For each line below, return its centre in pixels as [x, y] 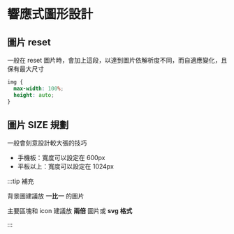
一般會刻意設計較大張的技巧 [47, 143]
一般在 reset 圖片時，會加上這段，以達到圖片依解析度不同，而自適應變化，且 [117, 60]
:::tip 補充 [21, 181]
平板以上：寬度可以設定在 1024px [65, 166]
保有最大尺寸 [25, 69]
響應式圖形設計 [50, 14]
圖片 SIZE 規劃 [38, 125]
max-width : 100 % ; [39, 88]
